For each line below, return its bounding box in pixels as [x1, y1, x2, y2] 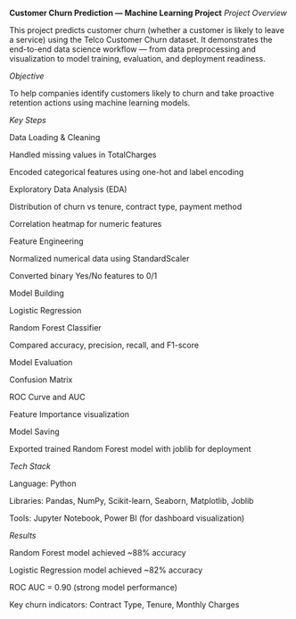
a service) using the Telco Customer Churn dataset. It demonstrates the [9, 35, 273, 45]
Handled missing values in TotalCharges [9, 149, 157, 160]
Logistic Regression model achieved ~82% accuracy [9, 565, 203, 575]
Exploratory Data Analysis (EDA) [9, 184, 127, 195]
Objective [9, 71, 45, 81]
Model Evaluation [9, 357, 73, 367]
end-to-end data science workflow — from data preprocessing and [9, 44, 256, 54]
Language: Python [9, 478, 78, 489]
